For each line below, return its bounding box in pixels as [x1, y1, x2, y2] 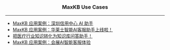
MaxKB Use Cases [62, 4, 108, 11]
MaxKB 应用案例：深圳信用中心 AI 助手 [12, 20, 94, 26]
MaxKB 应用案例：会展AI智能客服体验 [12, 39, 91, 45]
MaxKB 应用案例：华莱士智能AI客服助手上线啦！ [12, 27, 113, 33]
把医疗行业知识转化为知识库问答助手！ [12, 33, 93, 39]
